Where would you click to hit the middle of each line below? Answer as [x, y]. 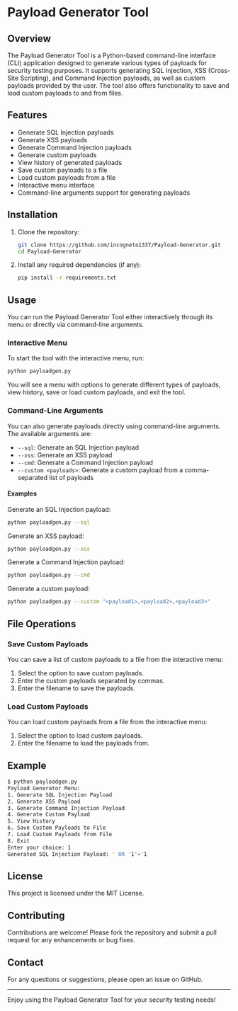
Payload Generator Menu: [44, 788]
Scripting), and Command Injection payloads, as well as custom [113, 78]
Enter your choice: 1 [39, 847]
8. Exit [19, 841]
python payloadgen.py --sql [49, 522]
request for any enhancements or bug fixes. [72, 940]
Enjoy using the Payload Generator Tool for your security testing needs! [112, 1000]
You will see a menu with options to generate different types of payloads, [114, 385]
